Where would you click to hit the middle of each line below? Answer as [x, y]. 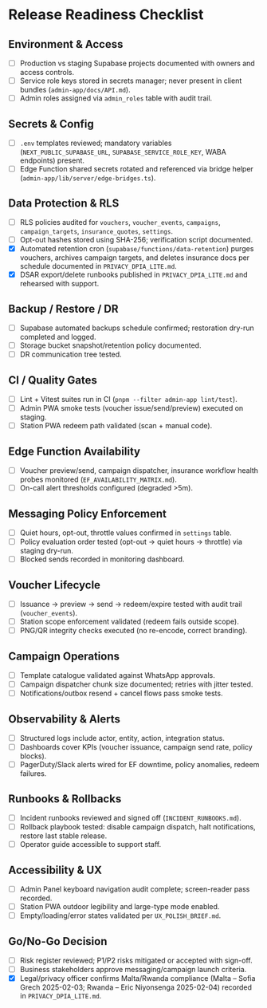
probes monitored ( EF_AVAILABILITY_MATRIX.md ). [98, 479]
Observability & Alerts [65, 719]
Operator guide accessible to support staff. [90, 845]
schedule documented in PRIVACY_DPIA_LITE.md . [98, 266]
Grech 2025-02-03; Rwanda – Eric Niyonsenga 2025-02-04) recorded [136, 987]
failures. [33, 774]
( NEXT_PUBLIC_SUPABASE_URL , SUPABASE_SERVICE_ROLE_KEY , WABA [123, 152]
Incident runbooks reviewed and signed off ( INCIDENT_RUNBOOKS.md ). [130, 817]
